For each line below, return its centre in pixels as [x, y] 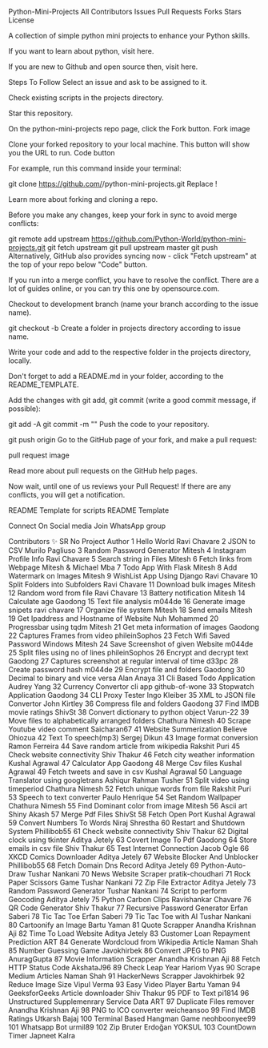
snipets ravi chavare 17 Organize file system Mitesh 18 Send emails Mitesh [131, 610]
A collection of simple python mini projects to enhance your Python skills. [129, 36]
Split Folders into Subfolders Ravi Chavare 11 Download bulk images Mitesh [132, 584]
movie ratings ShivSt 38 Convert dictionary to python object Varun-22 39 [129, 712]
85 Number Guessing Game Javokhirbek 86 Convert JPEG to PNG [117, 950]
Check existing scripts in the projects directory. [86, 98]
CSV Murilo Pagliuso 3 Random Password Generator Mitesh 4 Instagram [127, 550]
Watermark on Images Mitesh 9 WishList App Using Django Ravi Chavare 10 [133, 576]
